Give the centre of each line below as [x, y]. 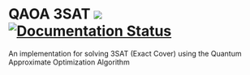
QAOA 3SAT [50, 14]
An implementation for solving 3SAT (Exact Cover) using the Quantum [125, 53]
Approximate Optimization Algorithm [69, 62]
